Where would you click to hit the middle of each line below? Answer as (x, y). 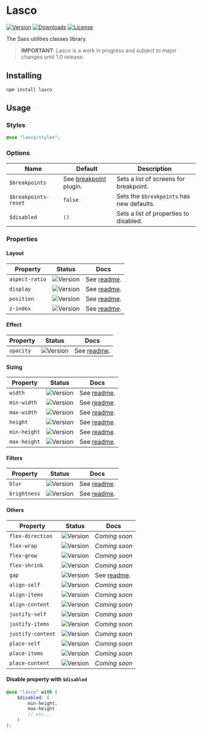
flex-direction (31, 536)
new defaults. (136, 203)
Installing (24, 76)
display (20, 289)
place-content (29, 663)
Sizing (14, 367)
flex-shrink (26, 565)
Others (15, 510)
